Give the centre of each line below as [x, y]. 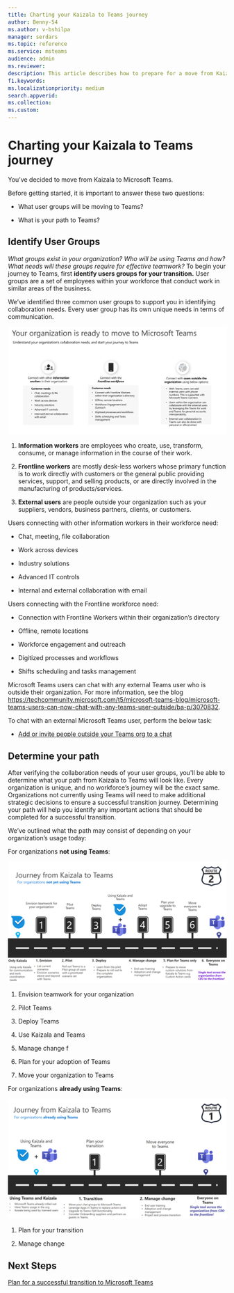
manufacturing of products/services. [70, 489]
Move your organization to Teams [66, 1075]
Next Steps [32, 1265]
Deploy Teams [39, 1021]
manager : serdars [33, 37]
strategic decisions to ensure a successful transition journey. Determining [113, 802]
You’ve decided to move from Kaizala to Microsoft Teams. [91, 179]
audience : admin [31, 59]
